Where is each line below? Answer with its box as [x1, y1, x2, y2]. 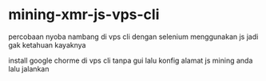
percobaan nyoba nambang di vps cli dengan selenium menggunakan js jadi [8, 32, 259, 41]
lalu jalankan [8, 64, 50, 73]
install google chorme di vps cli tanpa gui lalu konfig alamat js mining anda [8, 56, 253, 65]
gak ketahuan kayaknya [8, 40, 86, 49]
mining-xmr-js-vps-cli [8, 6, 160, 24]
